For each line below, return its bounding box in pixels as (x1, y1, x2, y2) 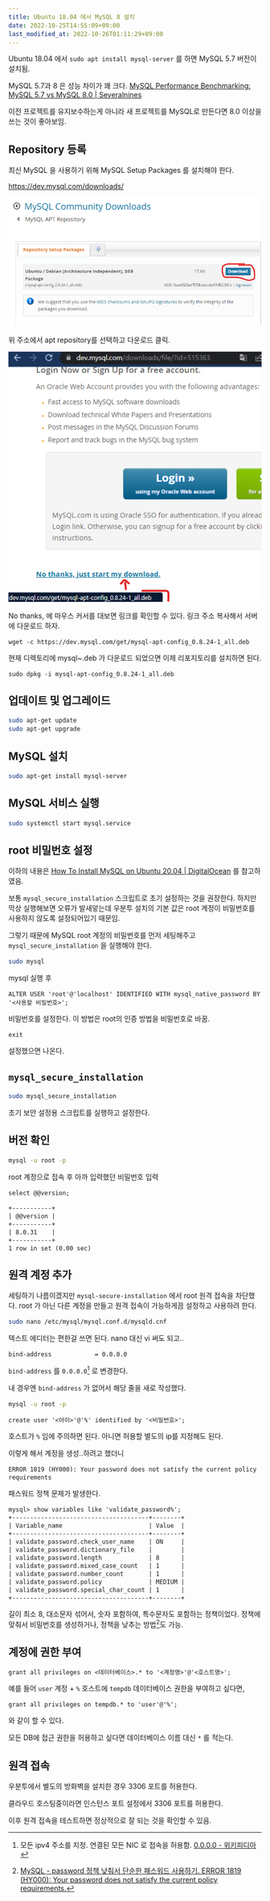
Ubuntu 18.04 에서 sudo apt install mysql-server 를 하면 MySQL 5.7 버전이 (8, 54, 257, 64)
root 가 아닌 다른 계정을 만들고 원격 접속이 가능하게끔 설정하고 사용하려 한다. (18, 1301, 257, 1310)
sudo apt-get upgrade (8, 725, 81, 733)
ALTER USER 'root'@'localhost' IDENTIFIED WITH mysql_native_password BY (8, 990, 261, 998)
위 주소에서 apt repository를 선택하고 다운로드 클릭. (8, 334, 170, 345)
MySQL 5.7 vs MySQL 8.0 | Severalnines (8, 90, 142, 100)
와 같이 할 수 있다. (8, 1716, 64, 1726)
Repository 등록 (8, 142, 87, 156)
